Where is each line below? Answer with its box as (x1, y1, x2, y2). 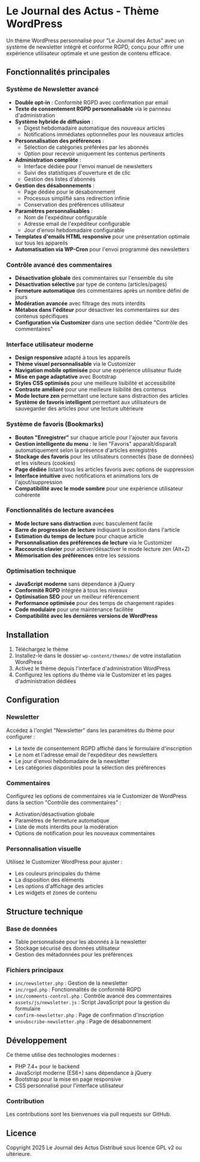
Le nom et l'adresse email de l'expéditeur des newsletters (14, 751, 157, 758)
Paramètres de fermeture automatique (14, 817, 110, 824)
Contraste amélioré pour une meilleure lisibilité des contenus (14, 386, 166, 393)
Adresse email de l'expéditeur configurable (23, 220, 131, 227)
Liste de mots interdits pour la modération (14, 823, 118, 830)
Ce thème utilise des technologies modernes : (6, 1051, 120, 1058)
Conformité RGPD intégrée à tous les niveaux (14, 587, 128, 594)
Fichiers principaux (6, 966, 64, 974)
